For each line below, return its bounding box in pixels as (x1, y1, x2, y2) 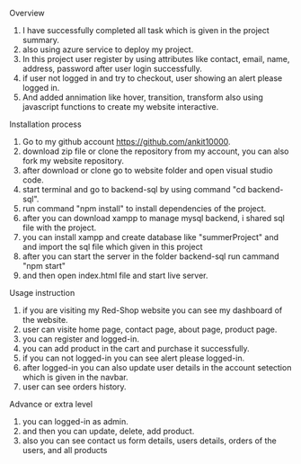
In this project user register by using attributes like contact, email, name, (22, 54, 290, 64)
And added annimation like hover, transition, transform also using (22, 92, 263, 103)
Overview (9, 8, 45, 18)
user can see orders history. (22, 381, 128, 392)
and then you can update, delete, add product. (22, 426, 195, 436)
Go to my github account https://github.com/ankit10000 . (22, 137, 231, 147)
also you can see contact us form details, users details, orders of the (22, 435, 277, 446)
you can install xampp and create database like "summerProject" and (22, 232, 279, 242)
